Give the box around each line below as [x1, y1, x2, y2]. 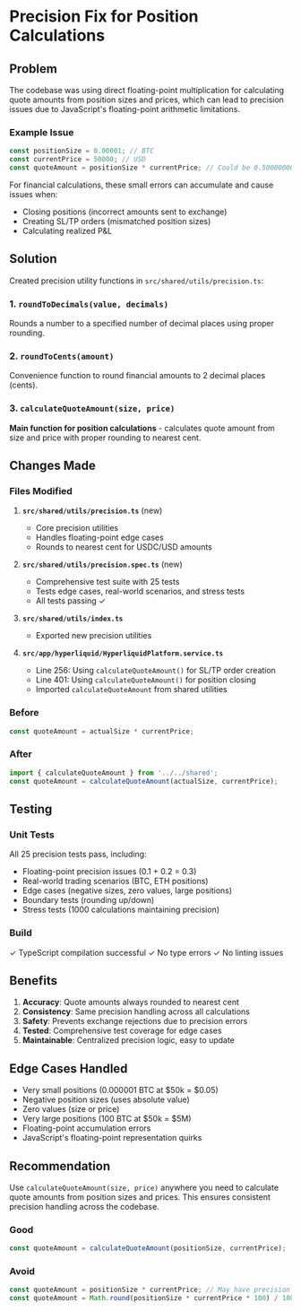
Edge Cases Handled [9, 1061, 128, 1076]
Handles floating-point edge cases [35, 532, 164, 543]
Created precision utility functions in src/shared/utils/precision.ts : [9, 275, 264, 286]
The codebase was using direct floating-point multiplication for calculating [9, 85, 285, 95]
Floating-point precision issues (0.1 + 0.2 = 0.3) [21, 866, 197, 877]
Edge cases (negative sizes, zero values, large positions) [21, 885, 233, 896]
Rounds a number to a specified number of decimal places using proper [9, 318, 275, 329]
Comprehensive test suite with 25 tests [35, 577, 180, 587]
